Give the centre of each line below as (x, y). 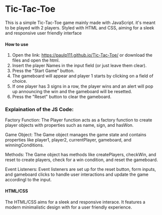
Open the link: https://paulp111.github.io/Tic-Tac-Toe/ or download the (82, 55)
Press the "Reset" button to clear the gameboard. (62, 97)
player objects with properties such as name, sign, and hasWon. (69, 125)
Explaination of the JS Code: (40, 110)
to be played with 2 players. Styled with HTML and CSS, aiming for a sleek (80, 27)
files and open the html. (36, 60)
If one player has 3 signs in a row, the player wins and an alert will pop (83, 86)
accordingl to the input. (29, 180)
